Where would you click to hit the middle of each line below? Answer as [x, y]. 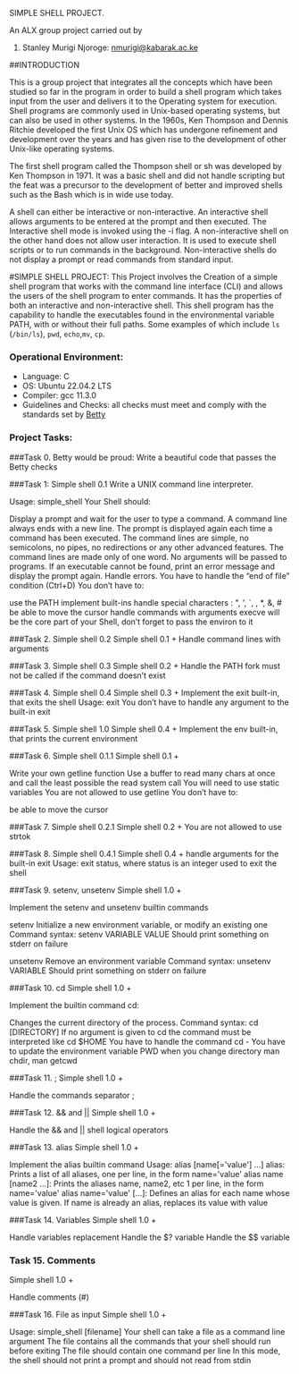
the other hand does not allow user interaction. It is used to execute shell [143, 240]
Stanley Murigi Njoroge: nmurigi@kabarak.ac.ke [110, 47]
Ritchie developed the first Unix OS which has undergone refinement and [144, 130]
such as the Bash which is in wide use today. [91, 195]
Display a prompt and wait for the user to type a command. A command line [148, 519]
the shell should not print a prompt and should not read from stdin [130, 1360]
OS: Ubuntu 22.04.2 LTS [67, 386]
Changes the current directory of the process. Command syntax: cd [134, 1022]
